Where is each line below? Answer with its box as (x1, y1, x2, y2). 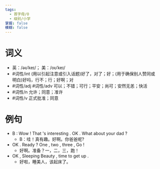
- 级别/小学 (9, 16, 31, 21)
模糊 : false (5, 25, 28, 30)
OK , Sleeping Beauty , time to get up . (12, 153, 89, 159)
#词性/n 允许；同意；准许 (12, 89, 63, 95)
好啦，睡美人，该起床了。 (19, 159, 71, 165)
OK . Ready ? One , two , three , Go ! (12, 142, 85, 148)
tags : (5, 7, 16, 12)
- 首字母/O (9, 12, 29, 17)
